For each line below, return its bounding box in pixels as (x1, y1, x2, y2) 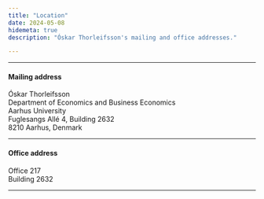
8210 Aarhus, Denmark (8, 123, 82, 132)
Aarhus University (8, 106, 67, 116)
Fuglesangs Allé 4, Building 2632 (8, 115, 115, 124)
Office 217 (8, 166, 42, 175)
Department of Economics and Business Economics (8, 98, 176, 107)
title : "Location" (8, 11, 68, 20)
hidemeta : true (8, 26, 58, 34)
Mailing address (8, 72, 62, 81)
